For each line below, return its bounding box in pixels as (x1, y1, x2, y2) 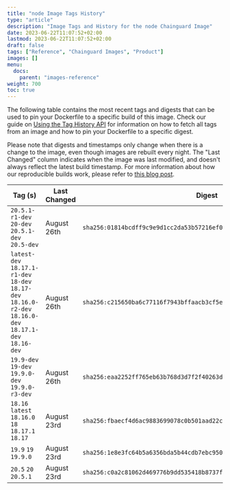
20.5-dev (10, 241, 39, 249)
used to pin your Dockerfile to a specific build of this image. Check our (7, 113, 207, 121)
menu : (7, 61, 23, 68)
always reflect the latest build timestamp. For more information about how (7, 163, 216, 171)
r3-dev (10, 390, 32, 399)
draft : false (7, 42, 44, 49)
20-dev (10, 221, 32, 228)
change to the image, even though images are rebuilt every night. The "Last (7, 148, 220, 157)
